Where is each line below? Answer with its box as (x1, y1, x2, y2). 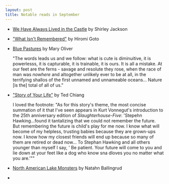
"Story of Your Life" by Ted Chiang (12, 92, 84, 98)
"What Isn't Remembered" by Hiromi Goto (12, 36, 100, 42)
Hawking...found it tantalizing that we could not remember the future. (12, 117, 156, 124)
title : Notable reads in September (5, 12, 80, 17)
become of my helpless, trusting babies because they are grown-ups (12, 128, 156, 134)
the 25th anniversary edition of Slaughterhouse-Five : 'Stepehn (12, 112, 142, 118)
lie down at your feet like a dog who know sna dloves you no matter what (12, 150, 164, 156)
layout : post (5, 7, 33, 13)
